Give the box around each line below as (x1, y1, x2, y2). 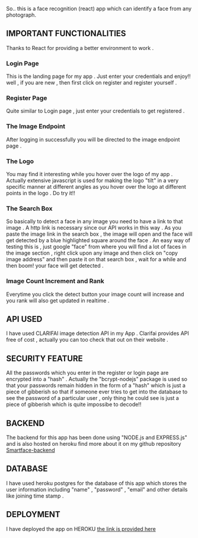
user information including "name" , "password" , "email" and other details (6, 486, 188, 493)
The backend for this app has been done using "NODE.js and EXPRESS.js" (6, 434, 188, 441)
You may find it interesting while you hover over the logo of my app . (6, 171, 173, 177)
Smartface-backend (6, 446, 55, 454)
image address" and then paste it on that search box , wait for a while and (6, 256, 187, 263)
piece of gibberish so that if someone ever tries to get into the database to (6, 388, 188, 395)
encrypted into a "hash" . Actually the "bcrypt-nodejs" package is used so (6, 376, 188, 383)
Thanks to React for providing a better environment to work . (6, 44, 154, 51)
